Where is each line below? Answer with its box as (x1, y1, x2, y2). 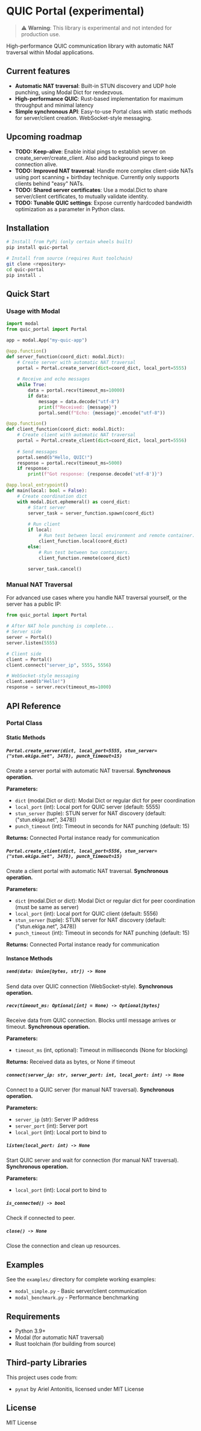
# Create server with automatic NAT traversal (17, 359, 136, 366)
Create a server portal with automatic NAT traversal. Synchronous (6, 767, 171, 774)
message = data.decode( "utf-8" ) (38, 398, 120, 405)
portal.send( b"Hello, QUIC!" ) (17, 454, 93, 460)
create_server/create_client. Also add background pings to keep (14, 154, 174, 161)
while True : (17, 382, 47, 388)
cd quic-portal (6, 267, 45, 273)
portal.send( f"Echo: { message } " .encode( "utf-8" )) (38, 410, 165, 416)
